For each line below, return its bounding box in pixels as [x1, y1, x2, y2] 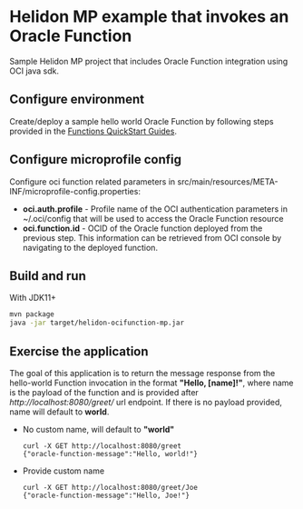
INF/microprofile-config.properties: [9, 185, 141, 196]
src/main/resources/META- [176, 175, 279, 187]
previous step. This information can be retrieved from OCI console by [22, 232, 282, 243]
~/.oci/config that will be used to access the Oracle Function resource [22, 213, 284, 224]
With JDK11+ [9, 293, 57, 304]
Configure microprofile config [9, 152, 182, 167]
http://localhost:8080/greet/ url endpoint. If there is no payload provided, [9, 396, 283, 407]
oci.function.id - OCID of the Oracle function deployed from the [22, 223, 263, 234]
